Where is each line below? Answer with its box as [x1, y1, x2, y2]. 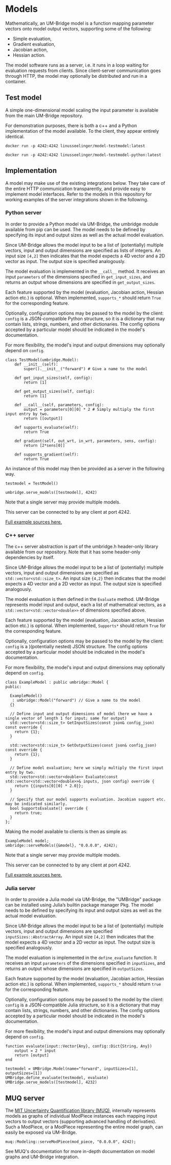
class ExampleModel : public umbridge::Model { [5, 680, 109, 685]
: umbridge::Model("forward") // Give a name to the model [12, 698, 141, 703]
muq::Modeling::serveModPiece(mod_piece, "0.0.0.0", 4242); [5, 1139, 137, 1144]
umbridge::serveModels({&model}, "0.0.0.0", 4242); [5, 843, 118, 848]
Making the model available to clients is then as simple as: [5, 828, 128, 834]
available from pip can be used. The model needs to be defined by [5, 226, 146, 232]
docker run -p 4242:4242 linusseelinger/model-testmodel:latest [5, 143, 145, 148]
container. [5, 78, 27, 84]
